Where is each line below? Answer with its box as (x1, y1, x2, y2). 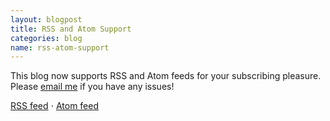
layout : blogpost (10, 14, 83, 25)
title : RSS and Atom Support (10, 24, 132, 34)
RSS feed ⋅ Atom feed (10, 100, 100, 112)
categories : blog (10, 33, 83, 43)
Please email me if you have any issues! (10, 81, 175, 93)
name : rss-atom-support (10, 42, 110, 53)
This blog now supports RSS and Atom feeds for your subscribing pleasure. (10, 70, 322, 82)
